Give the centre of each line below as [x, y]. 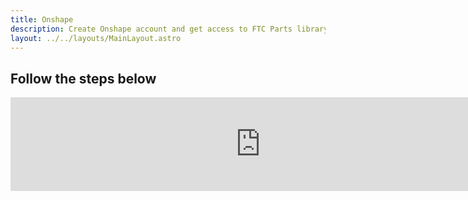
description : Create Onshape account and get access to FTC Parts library [169, 29]
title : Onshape [42, 19]
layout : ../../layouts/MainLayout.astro [96, 38]
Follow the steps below [83, 78]
